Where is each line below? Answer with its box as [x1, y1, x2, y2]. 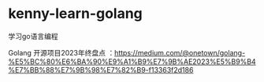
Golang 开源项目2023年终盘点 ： [8, 48, 115, 57]
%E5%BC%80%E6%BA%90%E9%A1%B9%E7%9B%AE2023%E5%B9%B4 [8, 56, 256, 66]
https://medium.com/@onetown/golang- [113, 48, 246, 57]
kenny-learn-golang [8, 5, 143, 23]
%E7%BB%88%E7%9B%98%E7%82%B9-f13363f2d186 [8, 65, 194, 74]
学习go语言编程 [8, 31, 58, 41]
